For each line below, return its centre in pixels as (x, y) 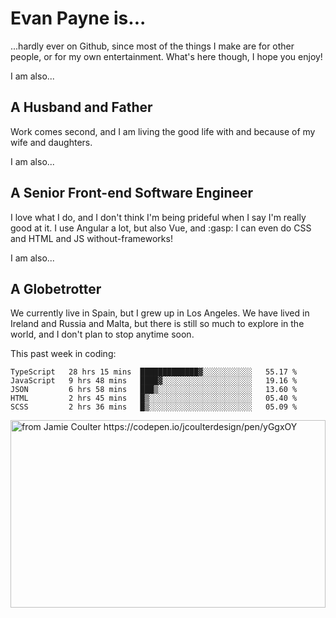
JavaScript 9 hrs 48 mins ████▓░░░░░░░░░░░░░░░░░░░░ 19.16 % (154, 381)
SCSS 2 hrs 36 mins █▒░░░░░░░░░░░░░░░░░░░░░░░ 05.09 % (154, 407)
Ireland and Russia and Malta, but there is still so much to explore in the (157, 324)
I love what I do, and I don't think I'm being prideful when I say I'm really (158, 217)
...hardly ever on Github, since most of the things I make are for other (152, 46)
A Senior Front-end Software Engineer (132, 193)
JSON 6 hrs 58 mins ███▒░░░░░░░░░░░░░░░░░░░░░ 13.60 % (154, 390)
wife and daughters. (51, 142)
